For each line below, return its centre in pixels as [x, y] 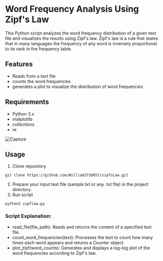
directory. [22, 190]
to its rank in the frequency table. [39, 49]
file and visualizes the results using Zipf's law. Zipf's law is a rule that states [82, 38]
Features [19, 64]
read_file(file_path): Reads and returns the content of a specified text [82, 227]
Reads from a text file [34, 76]
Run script [23, 195]
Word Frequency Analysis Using [72, 9]
